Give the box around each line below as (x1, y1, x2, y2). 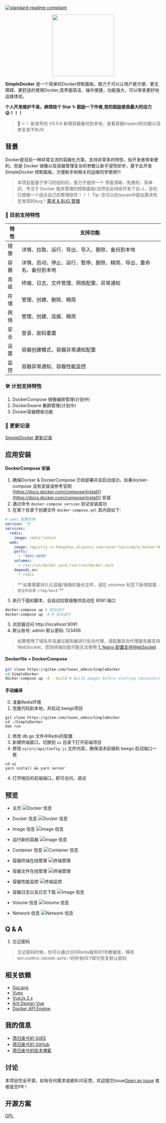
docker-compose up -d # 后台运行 (5, 612, 71, 617)
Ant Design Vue (12, 1000, 44, 1006)
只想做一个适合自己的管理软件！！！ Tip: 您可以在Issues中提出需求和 (17, 192, 158, 198)
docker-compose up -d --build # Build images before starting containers (5, 676, 161, 681)
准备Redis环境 (12, 699, 41, 705)
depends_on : (14, 567, 39, 572)
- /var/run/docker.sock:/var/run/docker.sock (18, 563, 114, 568)
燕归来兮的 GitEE (12, 1035, 46, 1041)
